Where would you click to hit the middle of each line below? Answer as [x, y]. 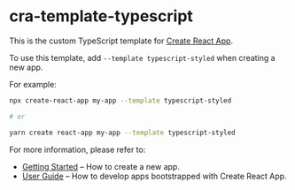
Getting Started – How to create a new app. [101, 166]
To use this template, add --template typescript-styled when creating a [143, 57]
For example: [33, 84]
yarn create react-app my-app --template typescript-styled [123, 133]
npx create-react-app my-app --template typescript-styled [120, 100]
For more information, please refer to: [78, 149]
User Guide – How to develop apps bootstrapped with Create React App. [154, 176]
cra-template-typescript [101, 16]
